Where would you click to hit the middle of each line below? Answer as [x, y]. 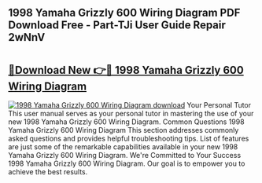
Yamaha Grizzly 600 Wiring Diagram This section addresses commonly [124, 130]
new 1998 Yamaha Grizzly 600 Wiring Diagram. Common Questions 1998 [127, 122]
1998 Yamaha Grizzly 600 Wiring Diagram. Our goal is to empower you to [127, 163]
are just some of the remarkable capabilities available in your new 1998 [123, 147]
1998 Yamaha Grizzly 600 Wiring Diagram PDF [124, 13]
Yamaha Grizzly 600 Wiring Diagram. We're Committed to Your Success [125, 155]
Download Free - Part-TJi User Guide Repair [117, 26]
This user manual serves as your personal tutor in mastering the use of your [131, 113]
